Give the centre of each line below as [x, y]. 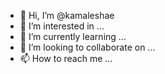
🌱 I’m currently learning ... [73, 36]
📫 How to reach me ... [66, 58]
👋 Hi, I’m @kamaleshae [67, 15]
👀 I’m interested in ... [62, 26]
